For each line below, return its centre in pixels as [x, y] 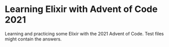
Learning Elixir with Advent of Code [81, 9]
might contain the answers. [33, 39]
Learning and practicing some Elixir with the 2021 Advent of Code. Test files [84, 33]
